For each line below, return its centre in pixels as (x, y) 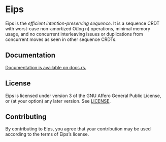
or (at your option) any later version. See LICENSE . (58, 101)
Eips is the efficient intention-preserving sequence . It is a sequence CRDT (82, 23)
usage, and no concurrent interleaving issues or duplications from (74, 34)
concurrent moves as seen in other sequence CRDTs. (61, 39)
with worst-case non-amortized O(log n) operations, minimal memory (78, 28)
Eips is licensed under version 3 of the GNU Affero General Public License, (83, 96)
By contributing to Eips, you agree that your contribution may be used (78, 129)
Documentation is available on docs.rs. (46, 67)
